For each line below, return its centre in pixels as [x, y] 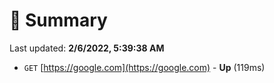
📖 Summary [58, 20]
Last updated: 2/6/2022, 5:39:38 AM [87, 48]
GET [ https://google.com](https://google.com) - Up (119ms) [144, 67]
